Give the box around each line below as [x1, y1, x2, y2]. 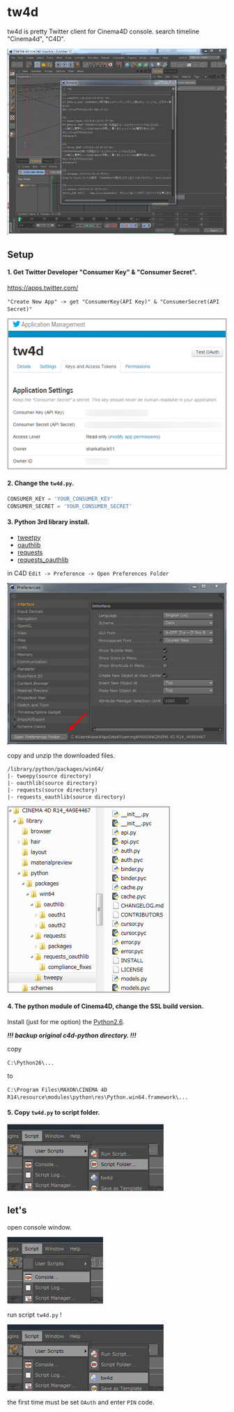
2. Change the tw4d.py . [7, 479, 75, 487]
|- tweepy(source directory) [7, 772, 92, 780]
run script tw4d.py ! [7, 1310, 63, 1319]
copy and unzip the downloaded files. [7, 751, 116, 760]
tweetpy [17, 533, 41, 542]
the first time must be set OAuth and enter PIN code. [7, 1397, 155, 1406]
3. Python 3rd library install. [7, 518, 90, 526]
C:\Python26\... [7, 1059, 54, 1066]
